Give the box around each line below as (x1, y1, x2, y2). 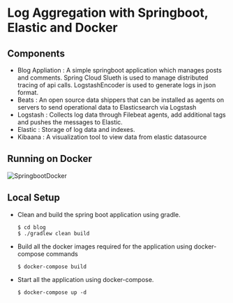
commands (45, 249, 78, 258)
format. (17, 89, 39, 96)
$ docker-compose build (17, 263, 87, 270)
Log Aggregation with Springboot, (7, 5, 209, 21)
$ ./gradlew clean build (17, 230, 90, 237)
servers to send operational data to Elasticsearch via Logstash (17, 103, 197, 111)
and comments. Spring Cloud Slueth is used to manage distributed (17, 73, 209, 82)
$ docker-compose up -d (17, 288, 87, 296)
